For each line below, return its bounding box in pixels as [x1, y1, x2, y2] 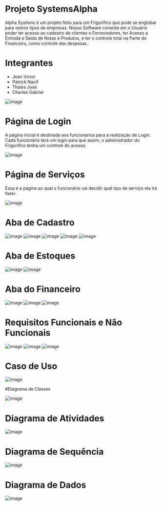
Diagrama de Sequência [5, 446, 104, 457]
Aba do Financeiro [5, 284, 81, 294]
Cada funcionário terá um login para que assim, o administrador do [5, 137, 140, 143]
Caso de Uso [5, 360, 58, 372]
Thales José [12, 84, 37, 90]
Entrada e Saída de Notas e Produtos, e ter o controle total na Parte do [5, 35, 147, 41]
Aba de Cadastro [5, 217, 75, 228]
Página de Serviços [5, 169, 85, 180]
